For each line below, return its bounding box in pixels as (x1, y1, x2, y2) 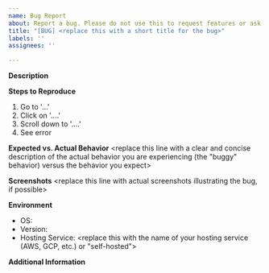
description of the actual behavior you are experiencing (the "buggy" (8, 152, 238, 162)
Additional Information (8, 257, 86, 267)
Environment (8, 201, 52, 210)
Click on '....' (19, 110, 61, 121)
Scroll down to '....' (19, 119, 82, 129)
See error (19, 128, 52, 138)
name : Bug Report (8, 11, 67, 20)
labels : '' (8, 34, 45, 43)
